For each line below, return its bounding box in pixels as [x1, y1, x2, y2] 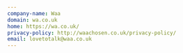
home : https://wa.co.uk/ [7, 23, 80, 30]
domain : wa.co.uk [7, 17, 58, 23]
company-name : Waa [7, 10, 61, 17]
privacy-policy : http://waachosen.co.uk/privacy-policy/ [7, 29, 177, 36]
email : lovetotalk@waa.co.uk [7, 36, 92, 43]
